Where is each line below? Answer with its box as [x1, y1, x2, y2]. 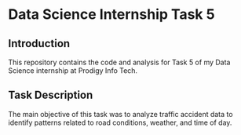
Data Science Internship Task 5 [8, 5, 215, 24]
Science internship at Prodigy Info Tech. [8, 66, 138, 75]
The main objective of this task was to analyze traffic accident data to [8, 109, 233, 119]
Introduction [8, 37, 71, 50]
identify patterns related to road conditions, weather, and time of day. [8, 118, 232, 127]
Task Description [8, 89, 93, 102]
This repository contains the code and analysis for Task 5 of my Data [8, 57, 231, 67]
